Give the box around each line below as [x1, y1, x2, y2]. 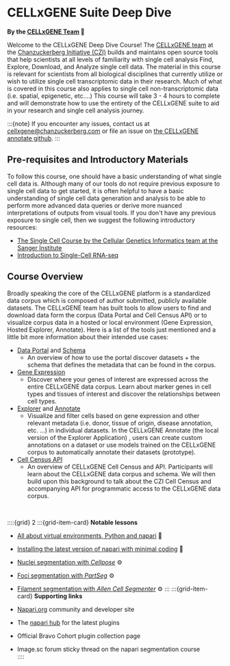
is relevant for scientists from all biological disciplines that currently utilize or [7, 70, 223, 78]
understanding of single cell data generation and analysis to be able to [7, 194, 206, 202]
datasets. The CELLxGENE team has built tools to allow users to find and [7, 304, 212, 312]
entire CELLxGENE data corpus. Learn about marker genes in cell [27, 382, 212, 391]
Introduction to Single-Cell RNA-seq [16, 251, 118, 259]
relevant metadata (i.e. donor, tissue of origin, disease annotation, [27, 419, 214, 427]
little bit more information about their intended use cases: [7, 332, 169, 341]
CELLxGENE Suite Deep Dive [7, 5, 172, 21]
